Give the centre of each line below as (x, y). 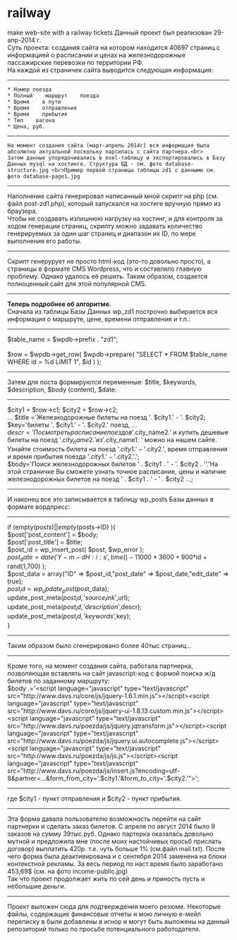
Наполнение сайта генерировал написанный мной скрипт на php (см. (113, 196)
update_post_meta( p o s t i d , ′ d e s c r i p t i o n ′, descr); (75, 608)
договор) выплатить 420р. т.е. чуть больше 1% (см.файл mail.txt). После (116, 848)
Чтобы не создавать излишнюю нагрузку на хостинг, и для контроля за (115, 218)
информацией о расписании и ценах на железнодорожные (96, 55)
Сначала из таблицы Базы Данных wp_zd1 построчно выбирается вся (113, 311)
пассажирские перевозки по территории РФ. (75, 62)
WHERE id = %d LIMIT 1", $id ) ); (54, 362)
